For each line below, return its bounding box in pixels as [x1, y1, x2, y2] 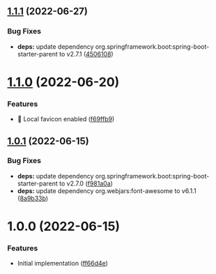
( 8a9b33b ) [17, 194, 49, 202]
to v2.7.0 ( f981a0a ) [59, 179, 114, 188]
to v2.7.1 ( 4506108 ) [59, 50, 114, 58]
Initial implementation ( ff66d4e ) [17, 259, 108, 268]
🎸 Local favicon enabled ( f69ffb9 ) [17, 115, 115, 123]
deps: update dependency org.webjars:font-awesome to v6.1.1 [17, 186, 196, 195]
